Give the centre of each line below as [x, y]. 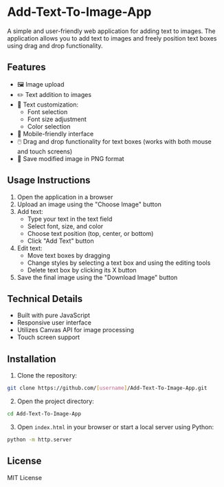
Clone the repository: [47, 376]
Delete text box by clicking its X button [82, 270]
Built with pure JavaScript [54, 315]
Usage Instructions [49, 181]
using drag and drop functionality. [55, 45]
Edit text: [30, 248]
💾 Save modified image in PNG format [71, 158]
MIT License [25, 477]
